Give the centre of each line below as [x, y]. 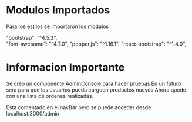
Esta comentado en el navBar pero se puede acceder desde [79, 107]
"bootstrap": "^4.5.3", [32, 37]
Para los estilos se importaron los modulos [58, 26]
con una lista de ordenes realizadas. [50, 96]
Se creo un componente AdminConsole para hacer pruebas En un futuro [94, 83]
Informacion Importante [65, 67]
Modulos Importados [58, 10]
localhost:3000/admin [33, 113]
